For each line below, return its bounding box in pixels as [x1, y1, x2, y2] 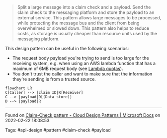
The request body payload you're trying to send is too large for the [12, 55, 149, 61]
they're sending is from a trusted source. [12, 76, 96, 82]
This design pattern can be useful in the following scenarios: [5, 46, 129, 51]
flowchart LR [5, 86, 32, 91]
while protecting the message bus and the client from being [17, 20, 140, 26]
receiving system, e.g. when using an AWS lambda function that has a [12, 61, 156, 66]
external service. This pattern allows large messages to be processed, [17, 15, 162, 20]
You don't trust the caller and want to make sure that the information [12, 71, 153, 76]
